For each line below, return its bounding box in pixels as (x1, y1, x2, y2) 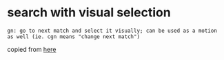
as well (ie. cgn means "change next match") (7, 33, 140, 40)
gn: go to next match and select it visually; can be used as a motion (7, 27, 217, 34)
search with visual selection (7, 5, 171, 20)
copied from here (7, 45, 57, 53)
